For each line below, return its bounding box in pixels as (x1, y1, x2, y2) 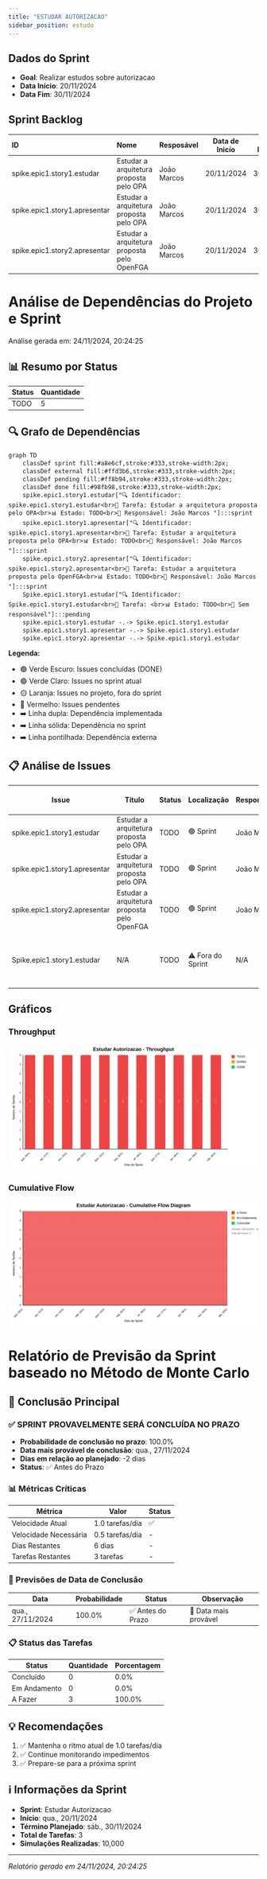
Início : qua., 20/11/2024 (19, 1813, 98, 1823)
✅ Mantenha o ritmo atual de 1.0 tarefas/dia (19, 1741, 163, 1750)
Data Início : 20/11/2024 (19, 81, 97, 91)
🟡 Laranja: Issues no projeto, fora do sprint (19, 688, 162, 698)
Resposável (159, 140, 199, 150)
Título (124, 796, 145, 804)
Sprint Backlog (8, 112, 83, 126)
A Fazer (11, 1694, 37, 1704)
